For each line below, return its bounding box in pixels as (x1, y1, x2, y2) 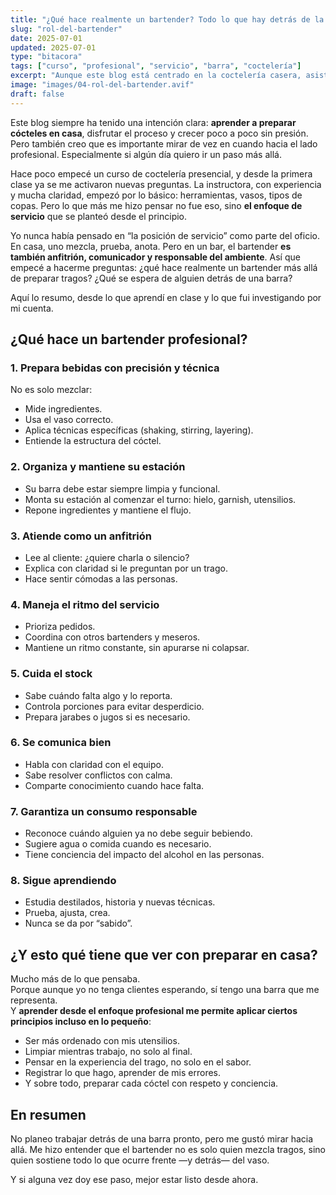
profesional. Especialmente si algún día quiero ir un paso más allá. (10, 148, 282, 160)
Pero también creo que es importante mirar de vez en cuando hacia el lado (10, 137, 318, 150)
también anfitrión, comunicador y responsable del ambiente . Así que (10, 251, 301, 263)
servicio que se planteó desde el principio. (10, 210, 188, 222)
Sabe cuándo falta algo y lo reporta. (24, 689, 173, 701)
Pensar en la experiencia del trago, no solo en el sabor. (24, 1056, 252, 1068)
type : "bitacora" (10, 52, 83, 62)
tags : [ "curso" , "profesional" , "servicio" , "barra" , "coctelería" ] (10, 61, 302, 71)
